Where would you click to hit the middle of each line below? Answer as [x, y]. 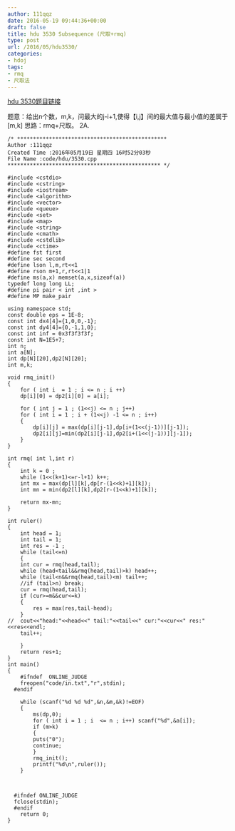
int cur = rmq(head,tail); [60, 565]
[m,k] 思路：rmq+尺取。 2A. [48, 126]
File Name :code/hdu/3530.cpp [52, 159]
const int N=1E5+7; [36, 340]
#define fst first [35, 253]
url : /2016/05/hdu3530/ [43, 47]
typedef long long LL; [41, 284]
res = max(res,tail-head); [73, 608]
